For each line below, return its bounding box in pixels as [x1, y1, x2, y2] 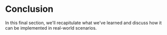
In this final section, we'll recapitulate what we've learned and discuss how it [5, 20, 162, 26]
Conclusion [5, 3, 54, 15]
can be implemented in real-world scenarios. [5, 25, 97, 31]
